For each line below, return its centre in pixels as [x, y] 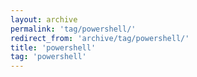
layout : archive [44, 19]
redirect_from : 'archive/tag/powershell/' [100, 38]
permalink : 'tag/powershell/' [73, 29]
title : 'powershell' [53, 47]
